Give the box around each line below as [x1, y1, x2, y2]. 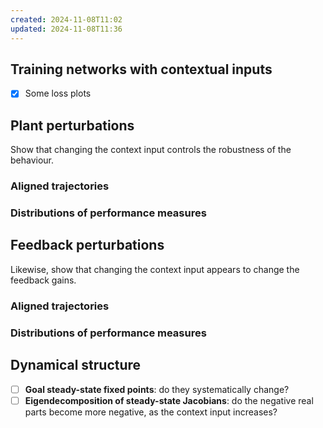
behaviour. [10, 154, 55, 166]
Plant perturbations [10, 117, 135, 134]
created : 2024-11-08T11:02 [10, 14, 123, 25]
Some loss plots [24, 87, 92, 100]
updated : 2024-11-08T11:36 [10, 24, 123, 34]
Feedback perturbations [10, 237, 165, 254]
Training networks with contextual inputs [10, 61, 273, 78]
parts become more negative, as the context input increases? [24, 406, 278, 418]
